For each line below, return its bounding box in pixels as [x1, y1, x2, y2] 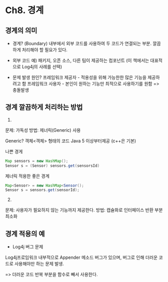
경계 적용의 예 [5, 229, 45, 238]
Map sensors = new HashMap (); [5, 158, 69, 163]
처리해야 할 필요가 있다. [22, 47, 68, 53]
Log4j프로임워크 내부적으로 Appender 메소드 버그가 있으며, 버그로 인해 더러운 [5, 254, 158, 260]
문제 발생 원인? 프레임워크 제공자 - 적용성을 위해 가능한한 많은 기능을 [12, 74, 147, 80]
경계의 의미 [5, 26, 38, 35]
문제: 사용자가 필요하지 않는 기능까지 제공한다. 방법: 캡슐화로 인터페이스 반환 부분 [5, 207, 163, 213]
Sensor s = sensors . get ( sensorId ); [5, 187, 80, 193]
